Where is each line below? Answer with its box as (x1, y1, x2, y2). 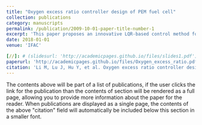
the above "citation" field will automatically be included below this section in (6, 106, 195, 114)
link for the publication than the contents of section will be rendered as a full (6, 87, 195, 94)
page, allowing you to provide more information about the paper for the (6, 94, 182, 101)
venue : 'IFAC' (6, 43, 42, 49)
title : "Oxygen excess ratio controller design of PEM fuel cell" (6, 8, 176, 15)
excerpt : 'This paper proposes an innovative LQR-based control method (6, 31, 189, 37)
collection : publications (6, 14, 71, 20)
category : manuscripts (6, 20, 63, 26)
